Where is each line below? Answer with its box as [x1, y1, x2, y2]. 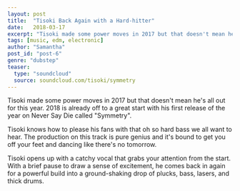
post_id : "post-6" [7, 51, 62, 58]
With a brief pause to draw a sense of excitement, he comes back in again [7, 162, 226, 170]
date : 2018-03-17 [7, 24, 66, 31]
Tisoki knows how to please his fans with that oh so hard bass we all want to [7, 125, 232, 134]
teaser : [7, 63, 31, 71]
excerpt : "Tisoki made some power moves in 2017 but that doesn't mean [7, 30, 225, 38]
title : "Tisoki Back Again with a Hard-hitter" [7, 17, 155, 24]
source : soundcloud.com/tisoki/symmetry [14, 76, 136, 84]
